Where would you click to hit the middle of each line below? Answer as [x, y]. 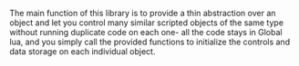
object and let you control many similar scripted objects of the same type [147, 23]
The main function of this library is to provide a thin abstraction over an [143, 13]
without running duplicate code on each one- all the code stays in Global [146, 32]
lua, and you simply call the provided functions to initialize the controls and [149, 42]
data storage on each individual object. [82, 52]
